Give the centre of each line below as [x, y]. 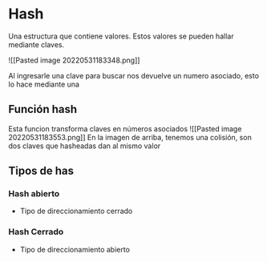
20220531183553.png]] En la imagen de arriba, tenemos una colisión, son [130, 137]
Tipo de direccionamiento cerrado [76, 211]
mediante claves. [36, 44]
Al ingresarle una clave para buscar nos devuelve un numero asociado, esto [133, 75]
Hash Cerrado [36, 232]
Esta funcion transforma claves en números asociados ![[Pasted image [125, 128]
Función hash [43, 109]
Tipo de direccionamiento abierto [75, 249]
